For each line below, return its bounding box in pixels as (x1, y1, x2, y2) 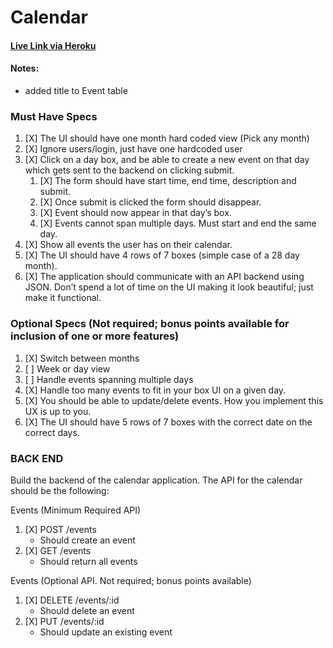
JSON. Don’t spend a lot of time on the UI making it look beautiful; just (24, 281, 314, 293)
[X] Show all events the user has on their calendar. (24, 239, 233, 251)
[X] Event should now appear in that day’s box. (39, 207, 232, 219)
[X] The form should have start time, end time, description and (39, 175, 297, 187)
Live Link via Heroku (10, 39, 97, 51)
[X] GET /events (24, 544, 92, 556)
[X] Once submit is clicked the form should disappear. (39, 196, 262, 208)
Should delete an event (39, 604, 135, 616)
